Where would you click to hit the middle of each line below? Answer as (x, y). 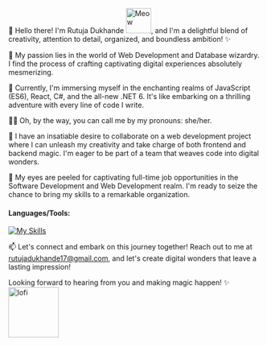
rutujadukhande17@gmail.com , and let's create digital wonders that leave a (133, 258)
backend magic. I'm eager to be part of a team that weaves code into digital (134, 153)
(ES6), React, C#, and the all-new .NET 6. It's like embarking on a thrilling (129, 96)
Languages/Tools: (39, 212)
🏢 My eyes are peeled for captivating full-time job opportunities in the (123, 177)
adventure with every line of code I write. (76, 105)
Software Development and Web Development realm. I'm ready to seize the (133, 186)
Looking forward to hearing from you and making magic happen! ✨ (119, 282)
